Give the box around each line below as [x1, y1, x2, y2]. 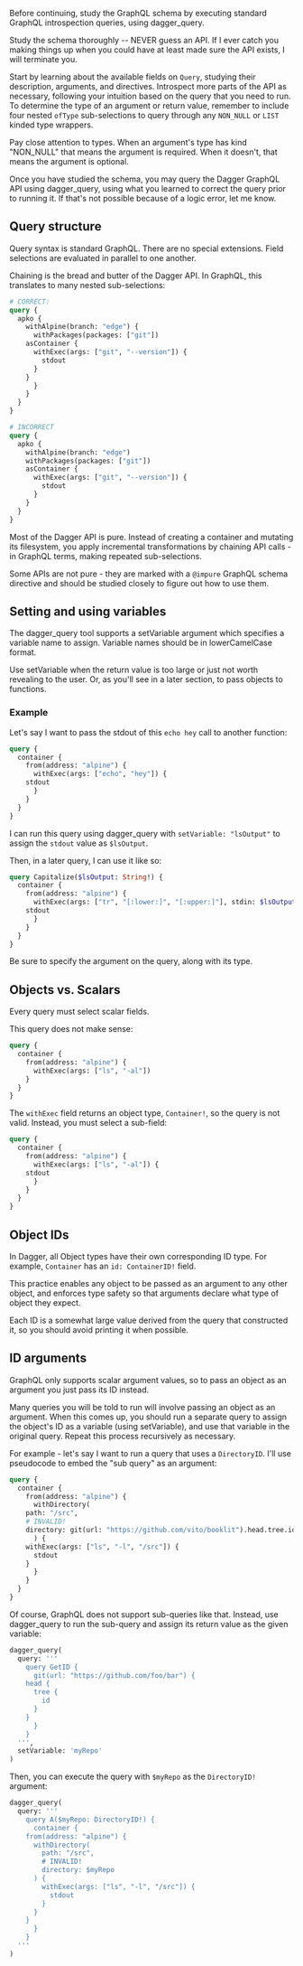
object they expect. [9, 1297, 81, 1308]
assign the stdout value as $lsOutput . [9, 838, 149, 848]
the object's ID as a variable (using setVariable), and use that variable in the [9, 1420, 290, 1431]
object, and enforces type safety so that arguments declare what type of [9, 1287, 280, 1299]
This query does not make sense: [9, 1024, 133, 1034]
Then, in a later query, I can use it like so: [9, 855, 162, 866]
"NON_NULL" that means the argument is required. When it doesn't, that [9, 146, 278, 157]
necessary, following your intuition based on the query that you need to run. [9, 90, 291, 101]
